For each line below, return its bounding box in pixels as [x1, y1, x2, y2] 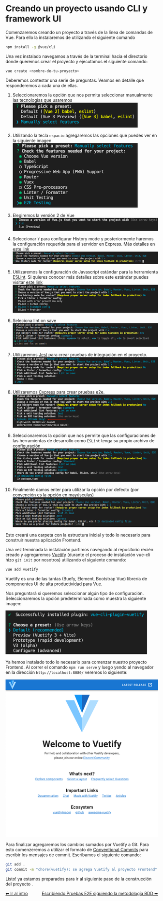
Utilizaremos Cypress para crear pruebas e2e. [12, 389, 105, 395]
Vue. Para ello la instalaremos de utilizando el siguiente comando [5, 35, 135, 40]
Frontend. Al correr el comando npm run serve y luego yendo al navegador [5, 665, 154, 670]
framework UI [5, 13, 61, 24]
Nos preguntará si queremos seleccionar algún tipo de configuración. [5, 591, 144, 596]
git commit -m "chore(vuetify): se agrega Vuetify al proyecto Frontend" [5, 867, 158, 872]
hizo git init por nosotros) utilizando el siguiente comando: [5, 557, 126, 563]
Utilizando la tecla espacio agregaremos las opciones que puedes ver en [12, 132, 157, 138]
